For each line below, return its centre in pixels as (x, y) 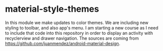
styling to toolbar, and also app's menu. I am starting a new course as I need (82, 27)
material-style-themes (52, 9)
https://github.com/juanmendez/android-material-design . (63, 43)
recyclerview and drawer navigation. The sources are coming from (72, 38)
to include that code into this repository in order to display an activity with (79, 33)
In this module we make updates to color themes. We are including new (77, 23)
